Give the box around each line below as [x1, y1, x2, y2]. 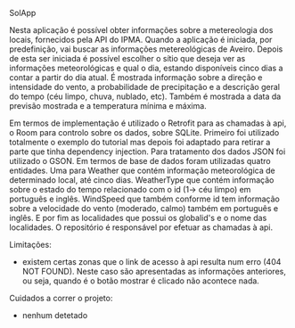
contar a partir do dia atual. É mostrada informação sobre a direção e [9, 72, 263, 83]
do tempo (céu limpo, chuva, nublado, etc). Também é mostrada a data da [9, 91, 282, 102]
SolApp [9, 8, 37, 18]
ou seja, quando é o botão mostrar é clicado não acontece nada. [21, 275, 260, 286]
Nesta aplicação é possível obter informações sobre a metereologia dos [9, 25, 274, 35]
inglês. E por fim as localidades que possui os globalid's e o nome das [9, 213, 267, 223]
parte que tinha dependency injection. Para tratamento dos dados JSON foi [9, 146, 286, 157]
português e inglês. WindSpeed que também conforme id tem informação [9, 193, 281, 204]
